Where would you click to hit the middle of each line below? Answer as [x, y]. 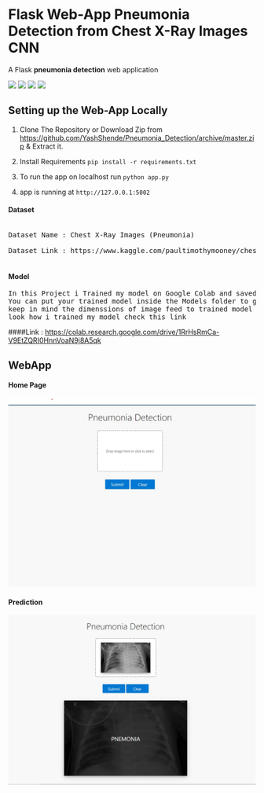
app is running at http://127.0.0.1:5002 [85, 192]
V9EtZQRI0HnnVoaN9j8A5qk [55, 340]
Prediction [26, 602]
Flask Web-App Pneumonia [99, 15]
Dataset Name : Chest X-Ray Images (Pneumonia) [101, 235]
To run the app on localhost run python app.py [94, 176]
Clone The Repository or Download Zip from [91, 129]
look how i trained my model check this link [97, 317]
